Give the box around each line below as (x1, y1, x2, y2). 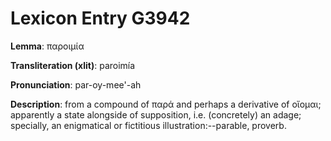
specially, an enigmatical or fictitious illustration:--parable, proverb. (10, 119, 287, 131)
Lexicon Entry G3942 (10, 7, 191, 30)
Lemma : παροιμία (10, 40, 85, 52)
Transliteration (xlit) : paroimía (10, 59, 136, 71)
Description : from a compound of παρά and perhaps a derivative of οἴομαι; (10, 98, 322, 110)
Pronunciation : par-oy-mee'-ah (10, 78, 142, 91)
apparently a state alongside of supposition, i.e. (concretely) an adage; (10, 108, 302, 121)
